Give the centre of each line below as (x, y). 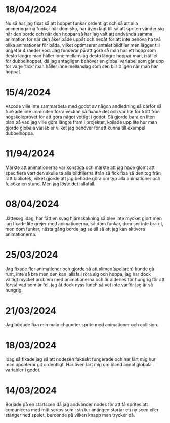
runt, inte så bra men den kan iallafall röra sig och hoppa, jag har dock (78, 274)
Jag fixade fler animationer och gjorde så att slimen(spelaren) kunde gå (80, 269)
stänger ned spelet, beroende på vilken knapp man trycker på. (70, 415)
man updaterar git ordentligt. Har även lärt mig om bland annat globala (78, 364)
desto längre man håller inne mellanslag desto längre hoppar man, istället (81, 55)
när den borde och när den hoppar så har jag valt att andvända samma (79, 34)
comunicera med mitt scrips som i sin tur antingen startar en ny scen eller (82, 410)
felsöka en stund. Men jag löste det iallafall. (50, 184)
